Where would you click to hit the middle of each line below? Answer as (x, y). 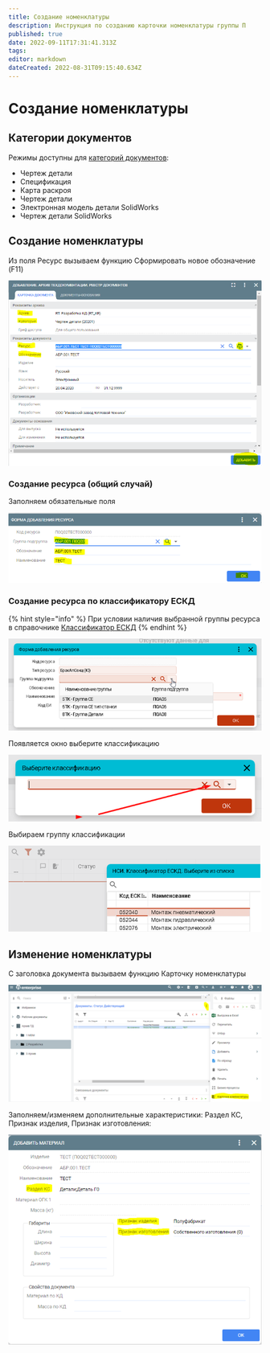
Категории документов (70, 138)
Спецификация (45, 182)
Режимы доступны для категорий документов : (89, 158)
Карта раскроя (45, 190)
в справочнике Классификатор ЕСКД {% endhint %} (98, 627)
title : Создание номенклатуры (59, 17)
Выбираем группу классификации (67, 834)
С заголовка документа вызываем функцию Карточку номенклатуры (127, 974)
